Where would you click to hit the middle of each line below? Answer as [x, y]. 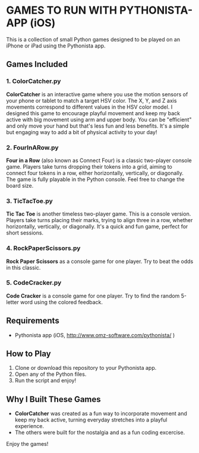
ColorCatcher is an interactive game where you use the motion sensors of [97, 94]
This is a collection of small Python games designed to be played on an [93, 39]
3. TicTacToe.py [30, 201]
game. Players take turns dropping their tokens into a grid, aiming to [89, 166]
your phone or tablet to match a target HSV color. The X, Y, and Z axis [91, 100]
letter [13, 302]
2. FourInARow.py [32, 147]
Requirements [33, 321]
